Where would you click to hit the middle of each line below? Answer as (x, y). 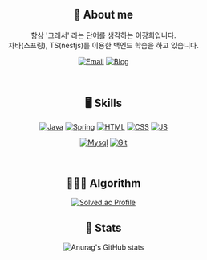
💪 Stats (103, 227)
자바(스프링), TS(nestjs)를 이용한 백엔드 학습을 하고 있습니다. (103, 45)
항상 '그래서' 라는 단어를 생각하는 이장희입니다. (103, 35)
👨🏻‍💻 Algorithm (103, 183)
